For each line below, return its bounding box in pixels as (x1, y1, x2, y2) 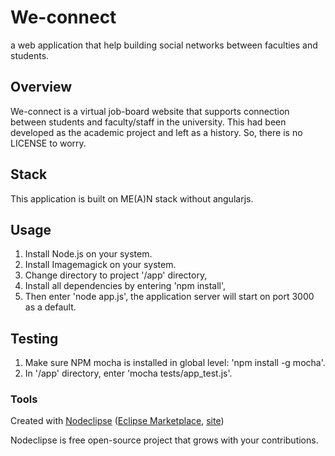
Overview (10, 79, 73, 96)
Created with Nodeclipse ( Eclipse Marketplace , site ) (10, 415, 225, 427)
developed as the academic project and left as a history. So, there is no (10, 126, 303, 138)
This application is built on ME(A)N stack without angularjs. (10, 192, 254, 205)
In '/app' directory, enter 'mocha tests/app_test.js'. (24, 367, 233, 380)
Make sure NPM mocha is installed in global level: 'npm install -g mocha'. (24, 357, 326, 369)
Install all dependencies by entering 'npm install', (24, 280, 227, 292)
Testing (10, 330, 59, 347)
